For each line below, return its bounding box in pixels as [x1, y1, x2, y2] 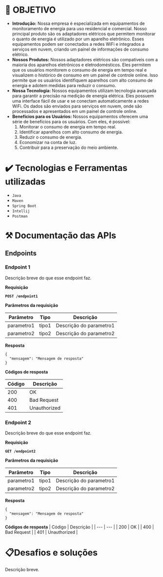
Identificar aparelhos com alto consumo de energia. [19, 129, 123, 135]
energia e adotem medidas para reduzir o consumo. [12, 82, 116, 88]
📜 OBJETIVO [5, 4, 56, 16]
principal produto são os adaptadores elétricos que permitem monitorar [12, 31, 156, 36]
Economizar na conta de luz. [19, 139, 77, 145]
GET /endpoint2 [5, 449, 36, 454]
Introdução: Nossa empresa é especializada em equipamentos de [12, 20, 145, 26]
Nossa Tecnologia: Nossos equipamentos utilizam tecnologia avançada [12, 88, 157, 93]
